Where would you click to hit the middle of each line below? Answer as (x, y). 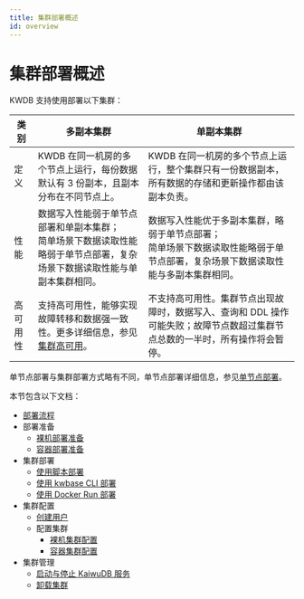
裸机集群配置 (73, 540)
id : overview (34, 26)
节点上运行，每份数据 (92, 170)
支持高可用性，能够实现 (88, 306)
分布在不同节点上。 (79, 197)
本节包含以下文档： (45, 396)
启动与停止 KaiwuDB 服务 (83, 574)
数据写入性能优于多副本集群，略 (216, 221)
